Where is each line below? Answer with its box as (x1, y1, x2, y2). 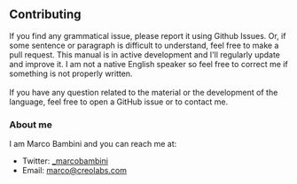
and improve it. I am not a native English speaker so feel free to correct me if (9, 58, 288, 69)
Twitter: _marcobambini (21, 156, 109, 166)
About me (9, 119, 53, 131)
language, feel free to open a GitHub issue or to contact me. (9, 96, 229, 107)
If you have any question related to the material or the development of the (9, 87, 278, 97)
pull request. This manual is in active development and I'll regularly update (9, 49, 281, 60)
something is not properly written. (9, 68, 133, 79)
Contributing (9, 7, 82, 22)
